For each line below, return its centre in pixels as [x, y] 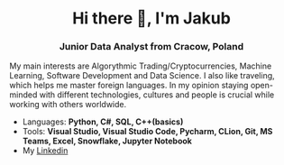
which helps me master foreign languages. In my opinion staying [129, 86]
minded [23, 95]
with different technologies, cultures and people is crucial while [157, 95]
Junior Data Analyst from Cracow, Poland [151, 47]
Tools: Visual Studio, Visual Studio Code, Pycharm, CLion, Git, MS [147, 132]
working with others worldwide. [68, 105]
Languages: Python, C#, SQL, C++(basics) [103, 122]
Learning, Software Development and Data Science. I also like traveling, [142, 76]
